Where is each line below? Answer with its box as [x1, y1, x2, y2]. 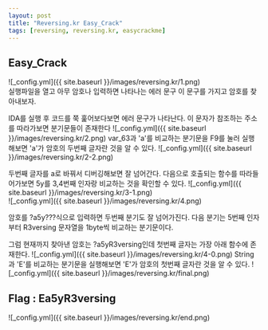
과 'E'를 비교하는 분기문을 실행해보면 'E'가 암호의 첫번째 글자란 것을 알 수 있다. [8, 260, 250, 269]
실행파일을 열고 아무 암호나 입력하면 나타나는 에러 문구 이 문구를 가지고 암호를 [8, 87, 249, 96]
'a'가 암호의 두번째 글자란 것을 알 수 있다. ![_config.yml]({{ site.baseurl [29, 143, 253, 153]
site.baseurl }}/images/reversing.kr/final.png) [61, 269, 210, 278]
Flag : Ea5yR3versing [8, 292, 116, 305]
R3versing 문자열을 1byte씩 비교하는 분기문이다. [22, 222, 174, 232]
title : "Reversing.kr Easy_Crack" [8, 19, 124, 27]
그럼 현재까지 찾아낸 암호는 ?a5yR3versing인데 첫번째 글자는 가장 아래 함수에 [8, 240, 249, 249]
